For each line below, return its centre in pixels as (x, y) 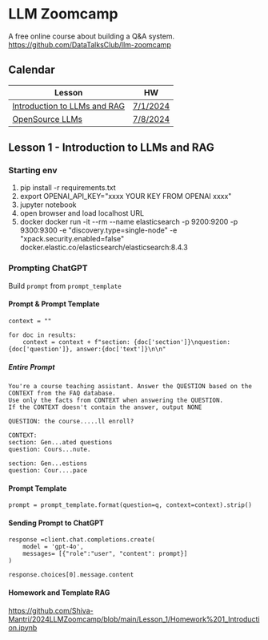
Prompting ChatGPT (48, 268)
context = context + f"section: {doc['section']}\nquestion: (126, 342)
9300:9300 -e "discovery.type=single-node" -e (98, 230)
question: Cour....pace (48, 470)
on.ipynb (23, 627)
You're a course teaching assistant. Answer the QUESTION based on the (130, 386)
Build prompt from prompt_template (65, 286)
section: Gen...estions (48, 463)
